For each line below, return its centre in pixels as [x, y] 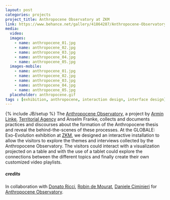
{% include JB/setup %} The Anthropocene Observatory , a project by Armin [84, 114]
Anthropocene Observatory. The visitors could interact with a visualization [82, 146]
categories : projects [28, 15]
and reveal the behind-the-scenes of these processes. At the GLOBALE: [80, 130]
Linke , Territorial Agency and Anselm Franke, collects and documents [78, 119]
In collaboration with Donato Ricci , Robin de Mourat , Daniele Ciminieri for [81, 187]
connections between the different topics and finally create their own [77, 157]
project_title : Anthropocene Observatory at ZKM [57, 19]
